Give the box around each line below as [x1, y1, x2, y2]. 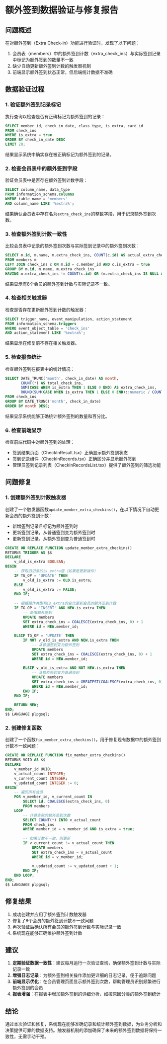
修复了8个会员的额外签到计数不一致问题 [12, 917, 94, 923]
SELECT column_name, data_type [5, 187, 70, 192]
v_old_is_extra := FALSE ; [23, 587, 77, 592]
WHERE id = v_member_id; [31, 854, 83, 860]
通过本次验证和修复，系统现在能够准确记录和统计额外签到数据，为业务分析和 [5, 1021, 162, 1027]
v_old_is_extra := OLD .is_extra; [23, 577, 92, 583]
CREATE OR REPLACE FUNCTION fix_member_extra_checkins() [5, 753, 126, 758]
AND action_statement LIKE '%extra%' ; [5, 330, 85, 335]
